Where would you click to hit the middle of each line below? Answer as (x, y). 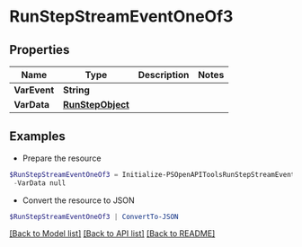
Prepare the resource (62, 158)
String (76, 90)
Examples (37, 137)
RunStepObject (96, 105)
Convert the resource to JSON (78, 200)
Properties (40, 50)
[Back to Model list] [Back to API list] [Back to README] (112, 234)
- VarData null (40, 183)
